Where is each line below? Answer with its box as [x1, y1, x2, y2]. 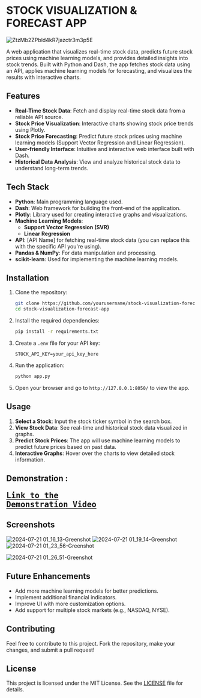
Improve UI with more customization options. [14, 600, 126, 607]
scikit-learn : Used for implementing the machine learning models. [14, 255, 179, 262]
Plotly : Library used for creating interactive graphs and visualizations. [14, 211, 188, 218]
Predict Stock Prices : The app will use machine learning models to [14, 437, 181, 444]
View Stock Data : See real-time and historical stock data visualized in [14, 424, 188, 431]
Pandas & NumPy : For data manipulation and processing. [14, 249, 157, 256]
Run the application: [14, 362, 65, 369]
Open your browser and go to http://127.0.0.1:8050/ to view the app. [14, 384, 190, 391]
